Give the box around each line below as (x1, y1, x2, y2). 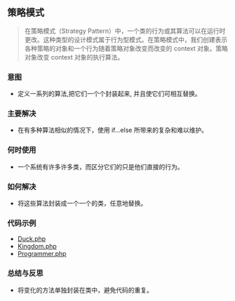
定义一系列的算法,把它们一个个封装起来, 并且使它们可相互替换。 (17, 90, 201, 98)
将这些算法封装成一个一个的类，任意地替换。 (17, 199, 147, 207)
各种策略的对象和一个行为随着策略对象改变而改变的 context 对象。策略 (24, 44, 229, 53)
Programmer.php (17, 250, 67, 258)
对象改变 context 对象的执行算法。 (24, 53, 124, 61)
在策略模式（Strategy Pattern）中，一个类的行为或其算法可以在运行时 (24, 27, 226, 35)
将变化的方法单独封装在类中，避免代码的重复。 (17, 286, 153, 294)
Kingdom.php (17, 242, 58, 250)
